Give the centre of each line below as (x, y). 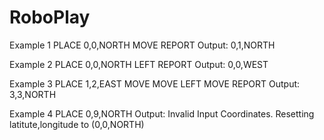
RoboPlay (50, 17)
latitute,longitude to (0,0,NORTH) (77, 124)
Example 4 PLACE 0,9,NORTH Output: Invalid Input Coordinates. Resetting (162, 113)
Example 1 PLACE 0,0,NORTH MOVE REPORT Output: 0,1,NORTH (142, 45)
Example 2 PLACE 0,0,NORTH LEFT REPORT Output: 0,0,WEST (139, 64)
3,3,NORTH (33, 94)
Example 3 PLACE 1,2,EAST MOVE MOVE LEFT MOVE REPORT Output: (155, 83)
